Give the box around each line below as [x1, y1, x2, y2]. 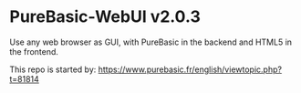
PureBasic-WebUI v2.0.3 [9, 6, 201, 27]
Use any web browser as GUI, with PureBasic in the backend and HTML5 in [9, 36, 293, 47]
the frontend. [9, 46, 59, 57]
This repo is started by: [9, 64, 97, 75]
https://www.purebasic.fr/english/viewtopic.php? [98, 64, 283, 75]
